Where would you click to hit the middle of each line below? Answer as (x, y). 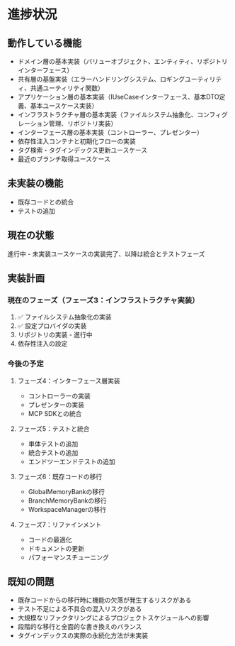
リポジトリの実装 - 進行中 (55, 335)
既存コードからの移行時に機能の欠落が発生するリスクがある (104, 600)
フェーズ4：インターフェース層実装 (69, 381)
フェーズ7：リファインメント (59, 524)
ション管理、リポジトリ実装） (74, 124)
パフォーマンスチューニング (69, 557)
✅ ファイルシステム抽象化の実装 (64, 317)
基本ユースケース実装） (64, 106)
